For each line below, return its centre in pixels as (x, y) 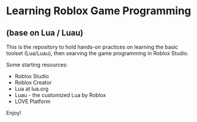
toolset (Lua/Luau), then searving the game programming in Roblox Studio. (97, 53)
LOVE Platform (32, 101)
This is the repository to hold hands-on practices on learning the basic (92, 47)
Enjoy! (14, 113)
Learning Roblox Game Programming (99, 11)
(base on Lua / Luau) (45, 33)
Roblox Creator (33, 82)
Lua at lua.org (31, 89)
